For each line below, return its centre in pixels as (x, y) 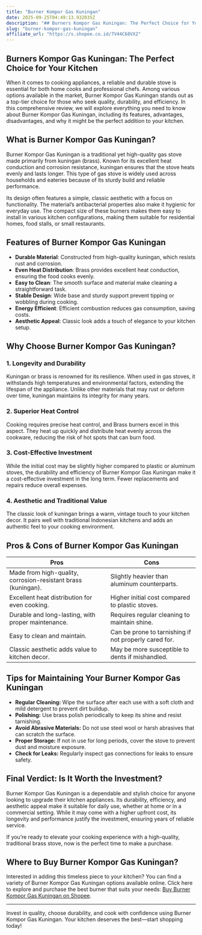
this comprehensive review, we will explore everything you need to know (96, 108)
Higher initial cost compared (150, 597)
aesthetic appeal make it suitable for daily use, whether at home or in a (94, 806)
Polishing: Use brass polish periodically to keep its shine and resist (98, 715)
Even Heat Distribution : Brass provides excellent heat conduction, (97, 270)
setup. (23, 327)
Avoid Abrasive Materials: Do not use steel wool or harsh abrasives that (105, 728)
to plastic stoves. (134, 604)
